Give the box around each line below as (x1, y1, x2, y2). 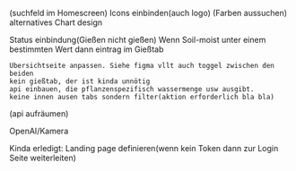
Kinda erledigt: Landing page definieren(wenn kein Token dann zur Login (9, 143, 279, 153)
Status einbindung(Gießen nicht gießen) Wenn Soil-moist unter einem (9, 35, 266, 45)
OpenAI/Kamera (9, 125, 69, 136)
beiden (9, 69, 34, 78)
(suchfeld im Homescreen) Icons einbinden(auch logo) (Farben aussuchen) (9, 8, 288, 18)
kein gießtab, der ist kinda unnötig (9, 77, 151, 86)
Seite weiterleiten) (9, 152, 76, 163)
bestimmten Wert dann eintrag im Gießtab (9, 44, 164, 55)
